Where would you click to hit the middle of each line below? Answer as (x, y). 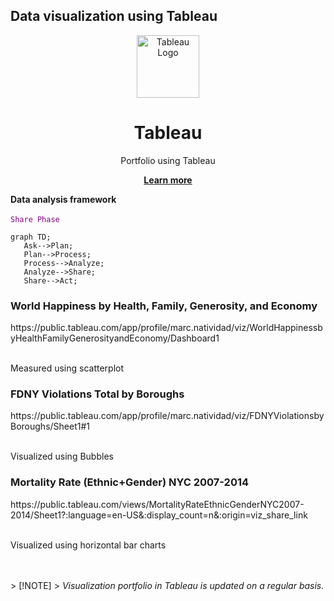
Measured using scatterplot (67, 368)
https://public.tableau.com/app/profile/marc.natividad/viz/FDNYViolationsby (167, 416)
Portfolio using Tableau (168, 160)
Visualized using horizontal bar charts (88, 545)
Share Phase (35, 219)
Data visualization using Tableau (114, 16)
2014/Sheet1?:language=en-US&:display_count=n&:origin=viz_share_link (159, 515)
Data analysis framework (63, 199)
